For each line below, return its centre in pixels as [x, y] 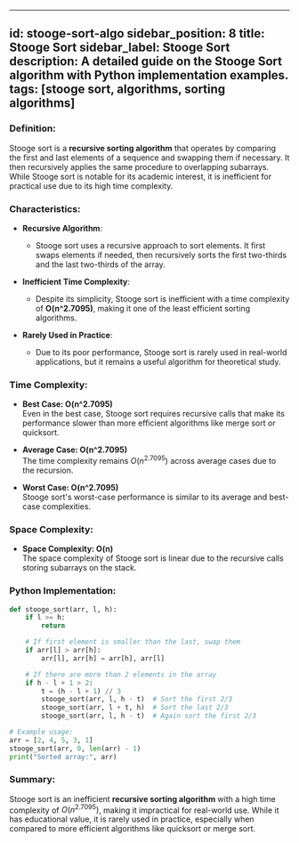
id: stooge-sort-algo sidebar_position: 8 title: [137, 33]
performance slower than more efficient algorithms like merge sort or [149, 423]
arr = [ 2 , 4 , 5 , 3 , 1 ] [51, 740]
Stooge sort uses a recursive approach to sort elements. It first [150, 245]
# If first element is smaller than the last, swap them [133, 642]
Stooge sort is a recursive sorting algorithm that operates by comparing [143, 148]
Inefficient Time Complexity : [76, 281]
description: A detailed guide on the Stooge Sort [146, 62]
